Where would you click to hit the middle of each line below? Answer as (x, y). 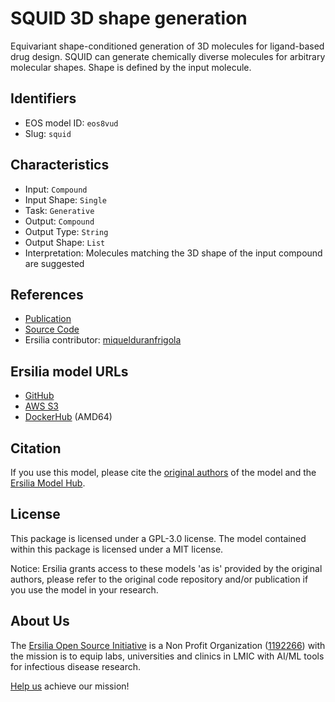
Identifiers (43, 98)
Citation (36, 448)
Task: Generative (59, 210)
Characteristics (60, 165)
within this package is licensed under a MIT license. (117, 549)
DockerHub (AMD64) (68, 417)
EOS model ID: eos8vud (71, 123)
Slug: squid (48, 133)
